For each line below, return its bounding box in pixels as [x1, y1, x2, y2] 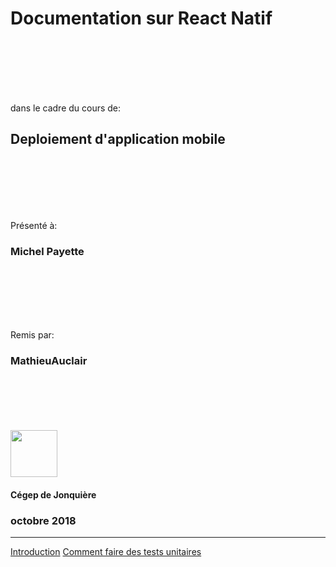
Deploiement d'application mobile [10, 131, 226, 148]
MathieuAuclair [10, 353, 88, 367]
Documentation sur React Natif [10, 7, 273, 30]
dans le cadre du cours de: [10, 102, 122, 114]
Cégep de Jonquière [10, 488, 97, 501]
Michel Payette [10, 244, 85, 258]
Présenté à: [10, 219, 58, 231]
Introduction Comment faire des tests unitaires [10, 546, 202, 558]
